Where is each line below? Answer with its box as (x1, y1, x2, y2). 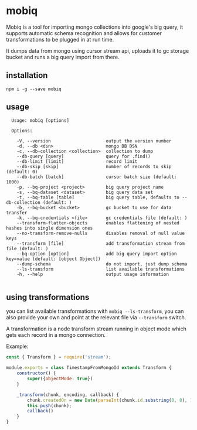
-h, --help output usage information (16, 271, 169, 277)
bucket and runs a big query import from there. (6, 53, 120, 60)
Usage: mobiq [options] (11, 117, 69, 124)
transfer (6, 210, 28, 216)
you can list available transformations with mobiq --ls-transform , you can (6, 308, 184, 315)
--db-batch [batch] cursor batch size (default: (16, 174, 177, 180)
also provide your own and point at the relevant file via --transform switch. (6, 314, 186, 321)
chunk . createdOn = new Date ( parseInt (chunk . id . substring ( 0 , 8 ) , (27, 397, 188, 403)
